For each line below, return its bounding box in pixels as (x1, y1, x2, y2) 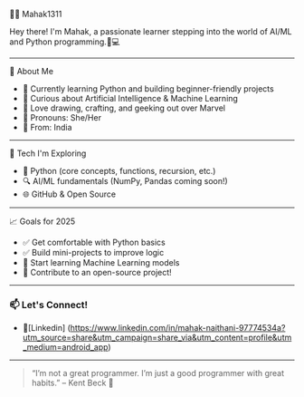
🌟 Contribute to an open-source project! (22, 267, 172, 277)
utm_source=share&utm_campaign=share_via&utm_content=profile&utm (22, 332, 292, 344)
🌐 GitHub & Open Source (22, 189, 116, 199)
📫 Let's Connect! (9, 298, 89, 311)
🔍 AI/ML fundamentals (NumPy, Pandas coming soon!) (22, 176, 228, 186)
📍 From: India (22, 122, 72, 132)
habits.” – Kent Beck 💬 (31, 377, 114, 389)
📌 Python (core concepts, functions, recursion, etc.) (22, 166, 216, 176)
